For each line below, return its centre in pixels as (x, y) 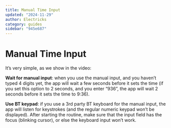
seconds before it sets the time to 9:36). (47, 94)
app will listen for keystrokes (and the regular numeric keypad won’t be (80, 109)
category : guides (24, 24)
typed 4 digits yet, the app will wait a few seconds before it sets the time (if (84, 83)
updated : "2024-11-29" (29, 15)
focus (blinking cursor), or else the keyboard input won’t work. (71, 120)
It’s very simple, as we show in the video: (48, 68)
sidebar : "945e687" (26, 29)
